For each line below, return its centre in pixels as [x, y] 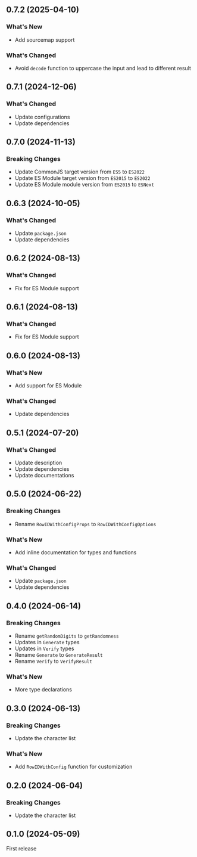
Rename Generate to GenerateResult [59, 655]
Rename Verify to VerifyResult [53, 662]
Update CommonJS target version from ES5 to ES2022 [79, 172]
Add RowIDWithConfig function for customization [74, 767]
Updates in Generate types [47, 642]
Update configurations [42, 117]
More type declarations [43, 690]
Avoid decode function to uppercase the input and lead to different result [103, 68]
